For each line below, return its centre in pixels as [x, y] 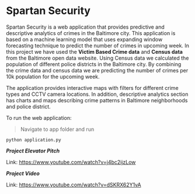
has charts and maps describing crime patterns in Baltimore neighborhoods [97, 100]
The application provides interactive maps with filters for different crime [93, 88]
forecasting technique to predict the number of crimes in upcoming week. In [98, 46]
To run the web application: [39, 117]
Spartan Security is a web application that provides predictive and [85, 27]
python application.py [34, 140]
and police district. [28, 106]
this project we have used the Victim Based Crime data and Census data [94, 51]
